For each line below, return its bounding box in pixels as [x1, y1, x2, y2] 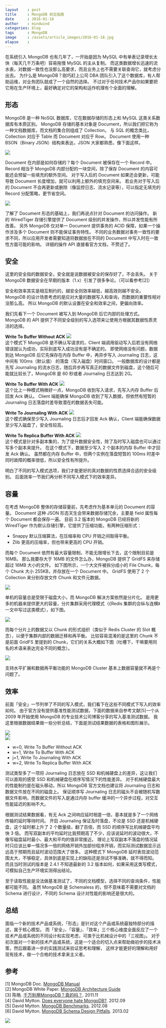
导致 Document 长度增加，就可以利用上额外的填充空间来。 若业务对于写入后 [5, 178, 160, 184]
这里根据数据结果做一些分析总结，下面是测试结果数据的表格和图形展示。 [5, 720, 152, 726]
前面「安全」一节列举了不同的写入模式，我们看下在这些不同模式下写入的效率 [5, 701, 161, 707]
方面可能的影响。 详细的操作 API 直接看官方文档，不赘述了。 [9, 241, 133, 247]
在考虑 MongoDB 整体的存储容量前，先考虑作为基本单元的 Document [5, 504, 146, 510]
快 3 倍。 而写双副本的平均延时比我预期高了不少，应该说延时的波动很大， [5, 830, 155, 836]
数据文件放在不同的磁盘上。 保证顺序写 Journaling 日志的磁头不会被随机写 [5, 789, 156, 794]
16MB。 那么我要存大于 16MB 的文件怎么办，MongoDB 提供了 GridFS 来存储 [5, 556, 160, 562]
